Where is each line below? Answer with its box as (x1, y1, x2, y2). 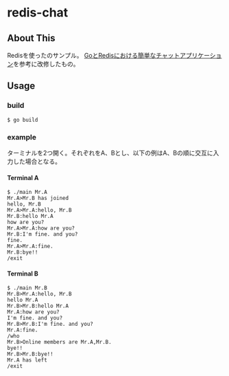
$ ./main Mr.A (7, 189, 48, 196)
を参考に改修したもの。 (13, 60, 80, 68)
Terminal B (7, 269, 39, 278)
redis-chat (7, 5, 69, 21)
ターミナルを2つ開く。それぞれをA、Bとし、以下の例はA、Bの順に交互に (7, 148, 214, 157)
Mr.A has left (7, 357, 48, 364)
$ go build (7, 116, 38, 123)
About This (7, 32, 56, 44)
